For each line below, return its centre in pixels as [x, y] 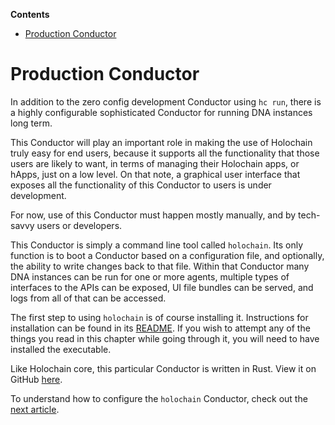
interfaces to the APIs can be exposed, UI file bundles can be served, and [162, 287]
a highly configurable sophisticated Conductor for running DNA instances [161, 112]
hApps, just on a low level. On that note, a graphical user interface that [155, 174]
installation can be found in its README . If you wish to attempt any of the [160, 328]
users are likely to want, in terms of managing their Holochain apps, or [155, 163]
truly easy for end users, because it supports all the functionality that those [165, 153]
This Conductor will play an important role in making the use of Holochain [161, 142]
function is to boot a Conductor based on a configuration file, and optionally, [167, 255]
